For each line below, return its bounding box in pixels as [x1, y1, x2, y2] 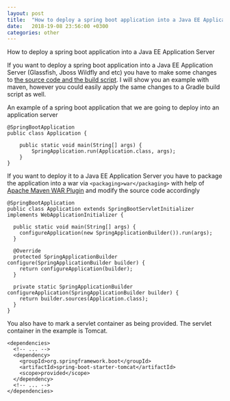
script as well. [7, 90, 47, 99]
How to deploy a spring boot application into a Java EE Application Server [7, 48, 215, 56]
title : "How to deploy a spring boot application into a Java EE [7, 16, 201, 23]
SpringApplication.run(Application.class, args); [31, 148, 176, 155]
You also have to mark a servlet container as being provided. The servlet [7, 320, 212, 328]
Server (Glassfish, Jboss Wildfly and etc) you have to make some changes [7, 68, 217, 77]
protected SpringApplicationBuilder [13, 254, 118, 261]
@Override [13, 248, 41, 255]
